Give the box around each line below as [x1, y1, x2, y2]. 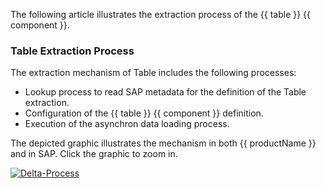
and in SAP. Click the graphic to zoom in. [10, 148, 178, 160]
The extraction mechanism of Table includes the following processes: [10, 67, 297, 79]
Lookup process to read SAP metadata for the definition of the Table [24, 86, 307, 98]
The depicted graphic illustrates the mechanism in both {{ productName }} [10, 137, 317, 149]
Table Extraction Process [10, 44, 135, 58]
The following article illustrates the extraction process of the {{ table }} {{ [10, 9, 312, 20]
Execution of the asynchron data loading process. [24, 118, 230, 130]
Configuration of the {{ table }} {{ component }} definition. [24, 107, 264, 119]
